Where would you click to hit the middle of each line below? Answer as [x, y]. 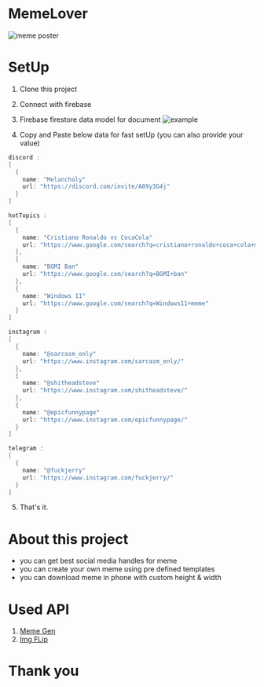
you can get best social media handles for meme [98, 561]
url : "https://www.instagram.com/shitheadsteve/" [105, 391]
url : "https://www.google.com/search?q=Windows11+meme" [116, 303]
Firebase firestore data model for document [90, 119]
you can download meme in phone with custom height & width [120, 578]
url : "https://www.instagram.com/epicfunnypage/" [105, 420]
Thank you [44, 671]
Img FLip [34, 639]
